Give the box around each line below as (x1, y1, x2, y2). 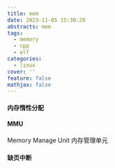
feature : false (7, 74, 52, 82)
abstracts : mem (7, 23, 52, 30)
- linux (13, 62, 36, 69)
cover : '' (7, 68, 36, 75)
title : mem (7, 10, 39, 17)
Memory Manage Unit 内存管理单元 (7, 136, 108, 144)
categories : (7, 56, 42, 62)
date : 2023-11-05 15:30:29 (7, 17, 86, 24)
